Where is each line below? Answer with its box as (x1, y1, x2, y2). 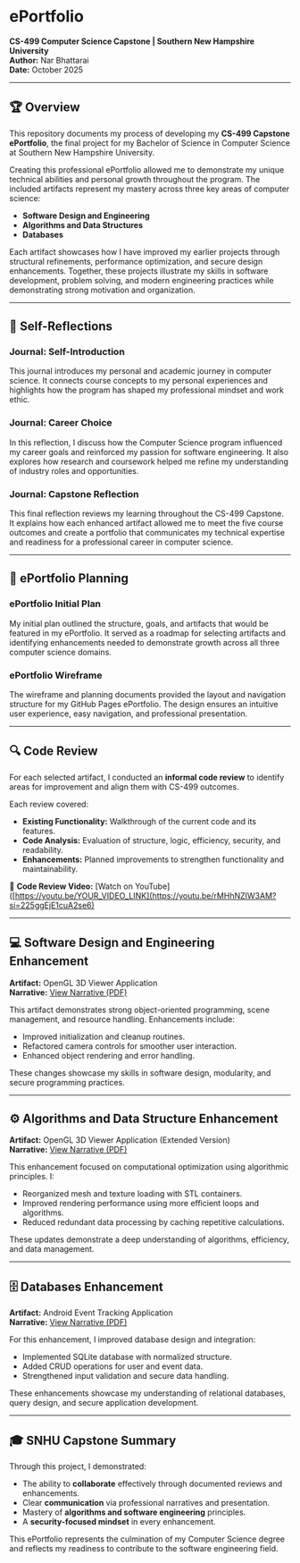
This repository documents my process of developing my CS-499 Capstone (9, 128, 290, 139)
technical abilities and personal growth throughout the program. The (9, 173, 261, 184)
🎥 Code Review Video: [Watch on (9, 881, 134, 891)
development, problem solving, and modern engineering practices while (9, 275, 274, 285)
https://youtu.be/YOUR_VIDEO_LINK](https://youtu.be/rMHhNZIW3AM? (14, 890, 277, 900)
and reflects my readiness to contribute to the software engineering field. (9, 1543, 279, 1554)
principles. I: (9, 1171, 55, 1182)
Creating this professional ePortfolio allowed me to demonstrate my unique (9, 164, 285, 175)
